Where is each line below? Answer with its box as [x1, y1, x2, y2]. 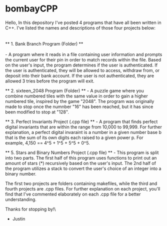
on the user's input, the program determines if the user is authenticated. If [5, 62, 158, 68]
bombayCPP [5, 3, 58, 14]
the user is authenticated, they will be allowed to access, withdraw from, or [5, 67, 160, 73]
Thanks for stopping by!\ [5, 206, 56, 212]
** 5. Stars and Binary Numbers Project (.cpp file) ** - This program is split [5, 149, 159, 155]
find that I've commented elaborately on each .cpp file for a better [5, 191, 141, 197]
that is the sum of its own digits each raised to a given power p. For [5, 134, 143, 140]
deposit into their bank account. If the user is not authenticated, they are [5, 72, 154, 78]
